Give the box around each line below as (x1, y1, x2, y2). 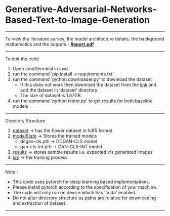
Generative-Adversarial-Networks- (5, 4, 157, 15)
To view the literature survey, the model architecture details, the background (5, 35, 164, 41)
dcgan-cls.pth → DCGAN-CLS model (20, 138, 97, 144)
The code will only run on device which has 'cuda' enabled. (12, 189, 137, 195)
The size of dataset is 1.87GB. (20, 92, 82, 98)
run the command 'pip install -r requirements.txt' (12, 71, 114, 77)
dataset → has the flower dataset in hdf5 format (12, 127, 113, 134)
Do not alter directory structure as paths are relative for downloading (12, 195, 156, 201)
